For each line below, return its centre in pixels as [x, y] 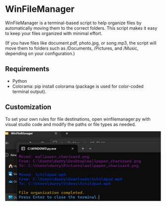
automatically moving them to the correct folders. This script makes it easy [81, 28]
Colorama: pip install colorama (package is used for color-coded [78, 86]
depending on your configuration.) [40, 53]
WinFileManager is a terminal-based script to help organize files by [73, 23]
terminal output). [29, 91]
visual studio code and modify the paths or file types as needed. [71, 124]
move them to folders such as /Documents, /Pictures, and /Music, [72, 48]
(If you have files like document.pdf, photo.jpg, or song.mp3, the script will [81, 43]
